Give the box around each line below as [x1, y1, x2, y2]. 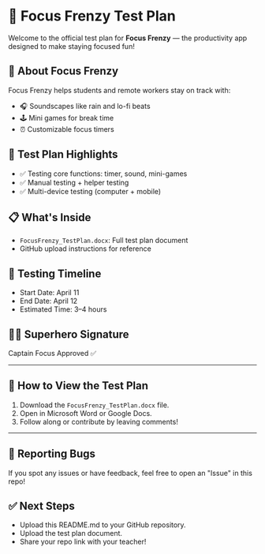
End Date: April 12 [19, 296, 78, 306]
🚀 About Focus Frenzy [8, 65, 119, 78]
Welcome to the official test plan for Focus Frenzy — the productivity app [8, 33, 248, 43]
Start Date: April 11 [19, 288, 80, 298]
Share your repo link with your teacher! [19, 537, 147, 547]
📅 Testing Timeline [8, 267, 102, 280]
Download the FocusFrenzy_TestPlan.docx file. [19, 400, 170, 410]
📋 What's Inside [8, 211, 91, 224]
